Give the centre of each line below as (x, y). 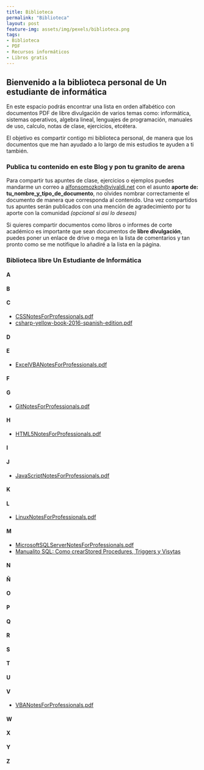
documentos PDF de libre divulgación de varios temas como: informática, (99, 113)
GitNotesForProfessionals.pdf (52, 406)
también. (17, 151)
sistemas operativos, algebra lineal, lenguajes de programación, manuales (100, 119)
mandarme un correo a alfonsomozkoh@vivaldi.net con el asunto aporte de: (102, 187)
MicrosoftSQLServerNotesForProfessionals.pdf (75, 545)
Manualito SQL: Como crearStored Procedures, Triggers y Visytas (98, 551)
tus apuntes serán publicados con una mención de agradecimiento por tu (99, 206)
